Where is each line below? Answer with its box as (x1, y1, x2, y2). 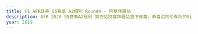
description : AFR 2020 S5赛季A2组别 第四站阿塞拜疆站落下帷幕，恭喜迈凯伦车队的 (6, 14, 187, 20)
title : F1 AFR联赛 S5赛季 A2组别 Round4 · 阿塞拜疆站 (6, 8, 131, 14)
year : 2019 (6, 19, 33, 25)
